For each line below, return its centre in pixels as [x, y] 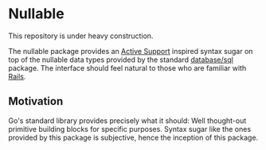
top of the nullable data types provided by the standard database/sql [121, 60]
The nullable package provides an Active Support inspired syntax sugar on [131, 51]
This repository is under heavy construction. [81, 36]
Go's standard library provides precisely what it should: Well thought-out [127, 121]
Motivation [36, 101]
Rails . [17, 76]
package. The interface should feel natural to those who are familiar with [127, 67]
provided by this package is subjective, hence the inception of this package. [133, 137]
